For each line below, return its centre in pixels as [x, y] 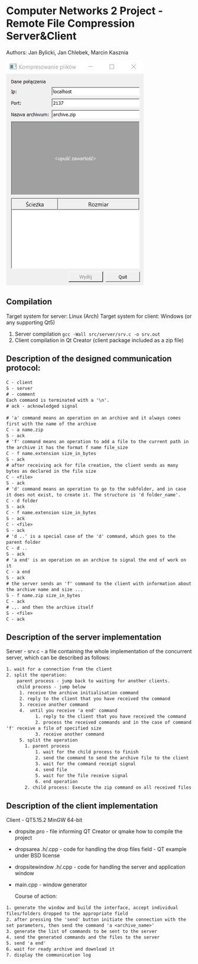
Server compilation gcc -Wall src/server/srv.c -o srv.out [87, 334]
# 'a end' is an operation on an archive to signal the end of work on [96, 560]
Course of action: [36, 896]
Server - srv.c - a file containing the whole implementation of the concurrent [99, 652]
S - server [20, 388]
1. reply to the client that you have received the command [111, 717]
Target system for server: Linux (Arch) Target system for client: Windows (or [99, 316]
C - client [20, 382]
